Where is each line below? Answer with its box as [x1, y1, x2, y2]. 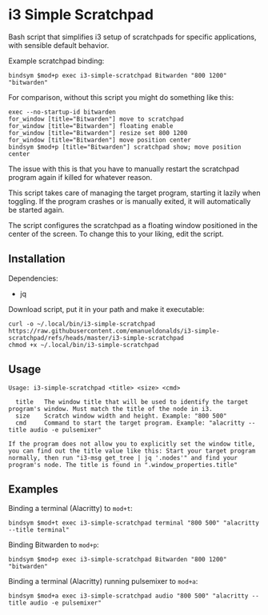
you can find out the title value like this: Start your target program [8, 446, 256, 455]
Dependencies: [8, 274, 58, 283]
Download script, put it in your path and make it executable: [8, 304, 205, 313]
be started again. [8, 205, 65, 214]
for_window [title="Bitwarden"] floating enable [8, 122, 174, 130]
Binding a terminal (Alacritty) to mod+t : [8, 504, 134, 513]
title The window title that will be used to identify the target [15, 397, 249, 405]
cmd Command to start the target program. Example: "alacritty [15, 418, 246, 427]
